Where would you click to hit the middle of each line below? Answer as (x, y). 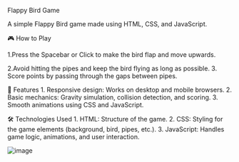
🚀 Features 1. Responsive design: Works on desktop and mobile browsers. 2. (119, 90)
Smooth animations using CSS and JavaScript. (76, 105)
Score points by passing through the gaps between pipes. (92, 76)
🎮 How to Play (29, 38)
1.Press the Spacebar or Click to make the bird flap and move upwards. (112, 55)
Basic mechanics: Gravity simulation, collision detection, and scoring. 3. (113, 97)
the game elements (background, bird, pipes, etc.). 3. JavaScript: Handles (116, 129)
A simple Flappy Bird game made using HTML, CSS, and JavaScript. (107, 24)
